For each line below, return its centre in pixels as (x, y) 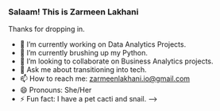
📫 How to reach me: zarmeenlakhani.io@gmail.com (105, 78)
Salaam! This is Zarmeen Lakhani (73, 12)
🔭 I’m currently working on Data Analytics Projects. (103, 44)
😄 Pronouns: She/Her (56, 90)
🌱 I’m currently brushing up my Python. (84, 53)
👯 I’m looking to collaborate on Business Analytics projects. (116, 61)
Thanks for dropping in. (46, 29)
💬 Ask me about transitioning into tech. (83, 70)
